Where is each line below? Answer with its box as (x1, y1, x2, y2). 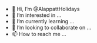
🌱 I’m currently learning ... (11, 18, 75, 24)
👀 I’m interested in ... (11, 12, 62, 19)
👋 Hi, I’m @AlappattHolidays (11, 6, 80, 12)
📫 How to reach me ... (11, 31, 66, 37)
